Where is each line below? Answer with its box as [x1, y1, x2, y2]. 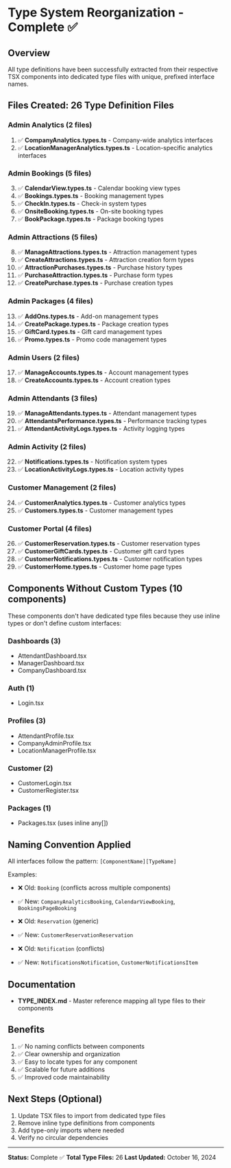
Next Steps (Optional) [8, 1093, 102, 1105]
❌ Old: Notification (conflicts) [17, 944, 105, 953]
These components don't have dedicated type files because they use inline [8, 612, 220, 620]
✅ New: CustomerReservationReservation [17, 931, 134, 939]
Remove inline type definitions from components [17, 1119, 155, 1127]
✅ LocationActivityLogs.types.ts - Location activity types [17, 465, 184, 474]
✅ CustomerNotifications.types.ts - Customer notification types [17, 555, 203, 563]
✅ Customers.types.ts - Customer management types [17, 506, 173, 514]
